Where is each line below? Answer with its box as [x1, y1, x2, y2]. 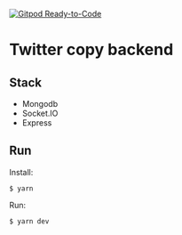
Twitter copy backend [9, 40, 174, 60]
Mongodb [21, 99, 59, 109]
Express [21, 117, 52, 128]
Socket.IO [21, 108, 59, 118]
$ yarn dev [9, 216, 50, 226]
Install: [9, 166, 34, 177]
